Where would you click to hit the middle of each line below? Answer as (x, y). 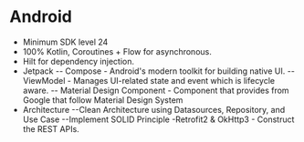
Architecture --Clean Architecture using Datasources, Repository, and (154, 109)
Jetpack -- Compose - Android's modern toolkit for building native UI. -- (158, 71)
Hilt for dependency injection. (79, 61)
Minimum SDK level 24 (65, 42)
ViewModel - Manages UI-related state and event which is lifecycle (149, 80)
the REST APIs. (51, 128)
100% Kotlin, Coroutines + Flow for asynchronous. (117, 51)
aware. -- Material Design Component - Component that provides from (156, 90)
